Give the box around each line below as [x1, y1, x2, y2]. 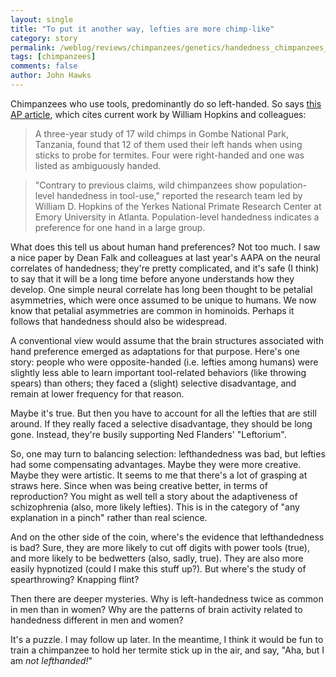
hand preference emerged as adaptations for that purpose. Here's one [10, 345, 300, 357]
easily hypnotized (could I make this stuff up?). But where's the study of [10, 562, 307, 575]
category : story [10, 33, 78, 43]
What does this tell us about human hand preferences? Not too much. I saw [10, 241, 321, 253]
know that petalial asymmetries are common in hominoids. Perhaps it [10, 304, 295, 316]
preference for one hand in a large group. [34, 221, 206, 233]
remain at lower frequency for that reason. [10, 387, 185, 400]
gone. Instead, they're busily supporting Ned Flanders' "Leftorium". [10, 428, 287, 440]
